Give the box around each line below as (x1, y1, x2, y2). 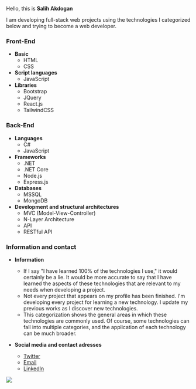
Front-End (6, 37, 36, 45)
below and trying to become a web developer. (6, 23, 117, 29)
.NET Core (23, 165, 49, 172)
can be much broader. (23, 330, 77, 337)
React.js (23, 100, 43, 107)
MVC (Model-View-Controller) (23, 209, 96, 217)
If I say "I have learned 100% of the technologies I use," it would (23, 267, 177, 275)
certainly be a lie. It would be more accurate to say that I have (23, 273, 172, 280)
